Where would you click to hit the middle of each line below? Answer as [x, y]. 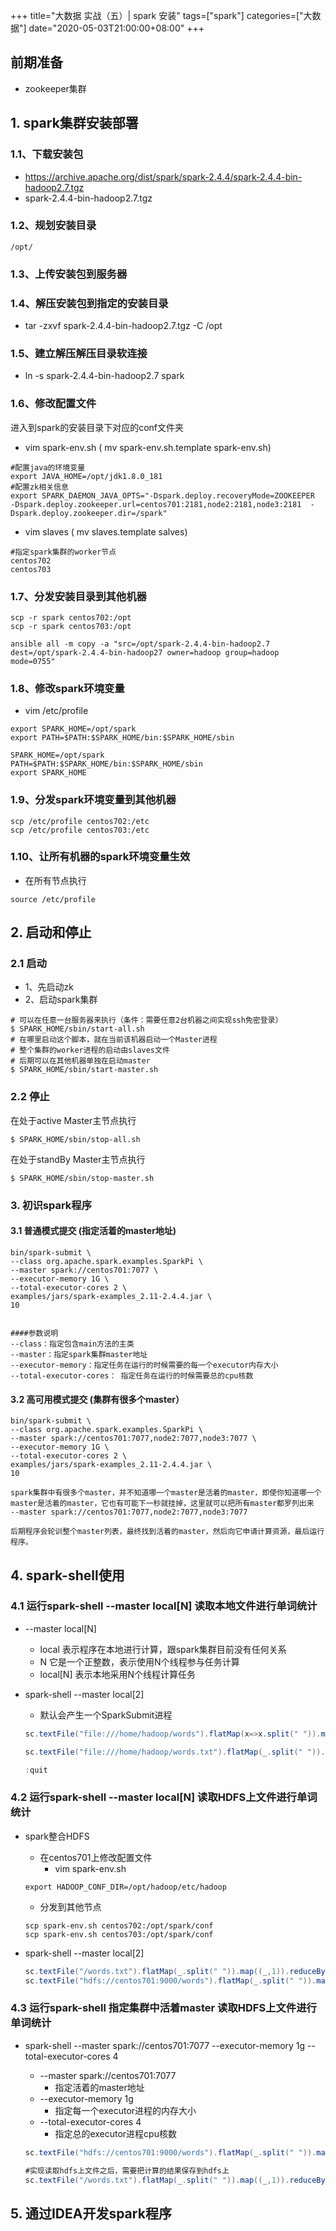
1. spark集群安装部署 [74, 123]
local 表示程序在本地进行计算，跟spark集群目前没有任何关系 [163, 1649]
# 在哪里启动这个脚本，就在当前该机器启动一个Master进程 [114, 1040]
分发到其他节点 [70, 1906]
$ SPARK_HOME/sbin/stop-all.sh [75, 1139]
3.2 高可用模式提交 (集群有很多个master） [97, 1399]
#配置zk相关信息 [39, 487]
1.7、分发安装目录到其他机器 [78, 596]
